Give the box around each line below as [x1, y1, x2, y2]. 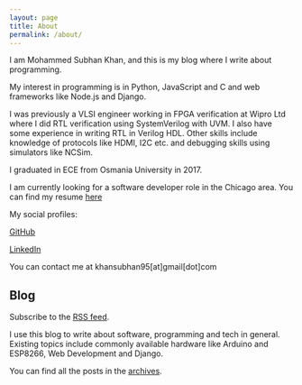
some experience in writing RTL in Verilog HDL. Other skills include [9, 128, 259, 139]
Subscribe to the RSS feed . [9, 312, 110, 323]
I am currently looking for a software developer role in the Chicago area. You [9, 182, 294, 193]
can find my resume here [9, 191, 103, 203]
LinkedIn [9, 244, 41, 255]
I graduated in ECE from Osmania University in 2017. [9, 164, 203, 176]
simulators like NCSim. [9, 147, 93, 158]
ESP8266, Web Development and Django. [9, 348, 164, 359]
